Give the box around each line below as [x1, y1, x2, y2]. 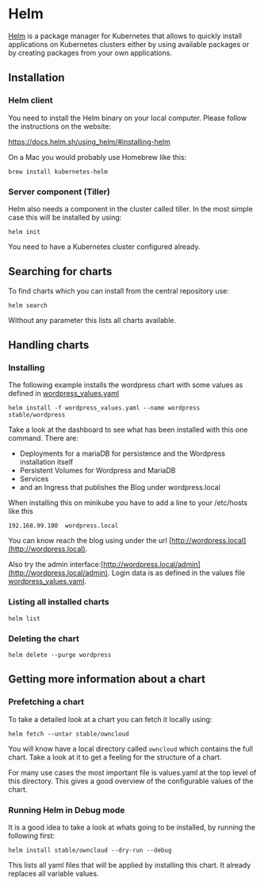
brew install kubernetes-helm [8, 168, 109, 176]
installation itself [19, 457, 74, 467]
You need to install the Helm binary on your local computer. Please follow [8, 113, 247, 122]
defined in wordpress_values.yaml [8, 389, 120, 398]
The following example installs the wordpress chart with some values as [8, 380, 243, 390]
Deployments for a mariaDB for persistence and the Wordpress [19, 449, 226, 458]
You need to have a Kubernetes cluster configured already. [8, 242, 201, 251]
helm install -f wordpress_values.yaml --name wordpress [8, 404, 201, 412]
